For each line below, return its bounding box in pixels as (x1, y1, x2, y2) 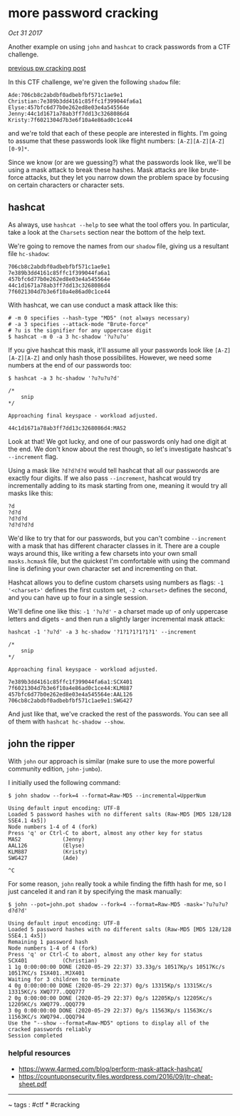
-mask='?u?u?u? (183, 901, 229, 908)
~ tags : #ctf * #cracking (8, 1100, 80, 1109)
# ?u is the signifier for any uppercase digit (8, 327, 152, 334)
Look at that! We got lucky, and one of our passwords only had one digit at (8, 437, 227, 445)
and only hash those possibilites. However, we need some (41, 353, 212, 362)
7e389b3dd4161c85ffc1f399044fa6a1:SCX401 (8, 678, 133, 686)
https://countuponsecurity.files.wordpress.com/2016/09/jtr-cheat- (18, 1072, 213, 1080)
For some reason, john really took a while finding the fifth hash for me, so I (8, 879, 226, 888)
